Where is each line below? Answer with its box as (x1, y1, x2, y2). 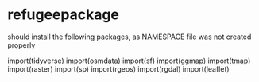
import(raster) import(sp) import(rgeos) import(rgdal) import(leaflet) (7, 64, 230, 73)
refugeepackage (7, 6, 120, 24)
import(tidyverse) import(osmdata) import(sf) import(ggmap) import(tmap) (7, 56, 251, 65)
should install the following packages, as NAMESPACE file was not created (7, 32, 252, 41)
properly (7, 40, 36, 49)
